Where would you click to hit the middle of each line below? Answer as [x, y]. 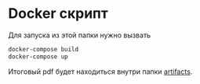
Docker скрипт [58, 14]
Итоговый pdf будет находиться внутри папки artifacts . [100, 72]
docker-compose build [44, 49]
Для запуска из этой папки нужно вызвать [80, 35]
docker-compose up [38, 56]
